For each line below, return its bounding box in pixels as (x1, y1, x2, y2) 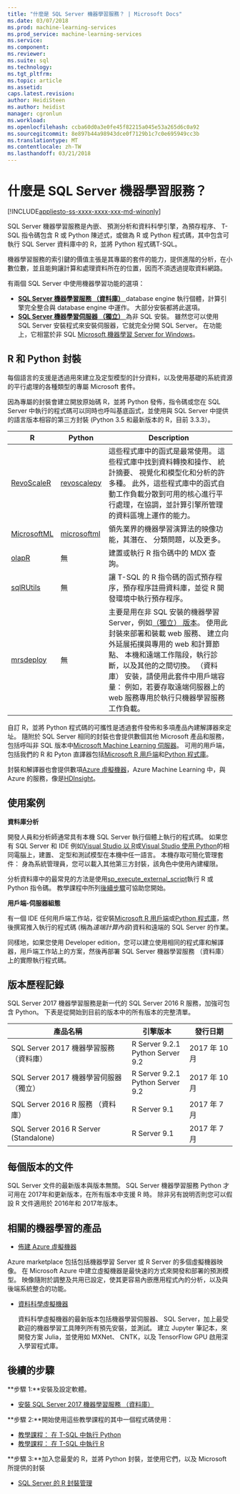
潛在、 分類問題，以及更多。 (129, 534, 225, 544)
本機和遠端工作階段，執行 (124, 650, 211, 660)
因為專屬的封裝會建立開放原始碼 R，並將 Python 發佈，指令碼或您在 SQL (7, 397, 221, 406)
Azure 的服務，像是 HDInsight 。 (7, 773, 100, 783)
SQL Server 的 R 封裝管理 (17, 1478, 93, 1487)
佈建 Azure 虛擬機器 (17, 1242, 77, 1251)
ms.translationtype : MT (7, 137, 79, 144)
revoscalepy (60, 478, 102, 488)
